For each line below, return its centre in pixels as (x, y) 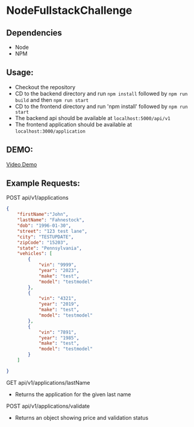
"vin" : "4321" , (58, 299)
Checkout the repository (45, 87)
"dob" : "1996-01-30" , (44, 226)
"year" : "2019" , (59, 304)
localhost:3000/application (50, 131)
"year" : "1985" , (59, 338)
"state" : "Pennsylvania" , (50, 248)
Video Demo (22, 164)
